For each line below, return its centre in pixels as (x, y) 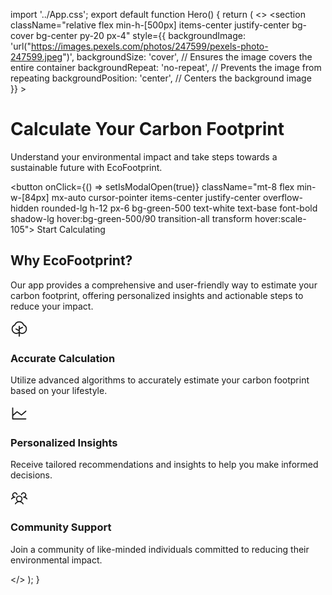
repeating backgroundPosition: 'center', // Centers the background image (161, 78)
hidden (25, 208)
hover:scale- (280, 218)
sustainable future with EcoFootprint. (86, 167)
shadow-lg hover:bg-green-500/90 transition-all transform (131, 218)
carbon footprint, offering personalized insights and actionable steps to (157, 295)
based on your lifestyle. (59, 391)
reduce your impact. (52, 306)
